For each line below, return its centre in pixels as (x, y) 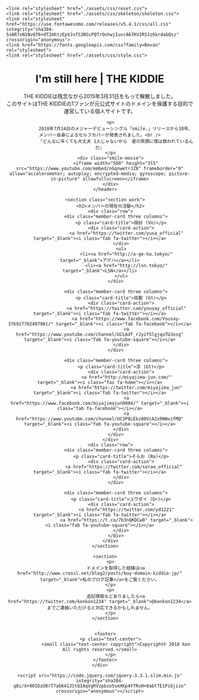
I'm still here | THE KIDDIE (100, 79)
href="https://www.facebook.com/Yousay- (130, 318)
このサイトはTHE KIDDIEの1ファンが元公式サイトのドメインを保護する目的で (100, 104)
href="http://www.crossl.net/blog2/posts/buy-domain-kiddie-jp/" (100, 573)
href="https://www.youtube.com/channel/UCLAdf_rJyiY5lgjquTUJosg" (100, 334)
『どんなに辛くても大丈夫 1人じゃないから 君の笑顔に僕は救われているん (116, 141)
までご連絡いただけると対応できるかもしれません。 (100, 608)
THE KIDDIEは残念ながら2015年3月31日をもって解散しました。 (100, 96)
